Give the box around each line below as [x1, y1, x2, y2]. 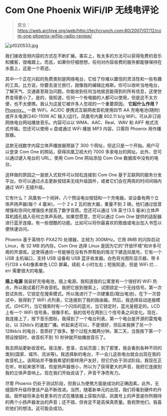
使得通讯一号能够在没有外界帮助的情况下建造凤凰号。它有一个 [35, 249, 162, 255]
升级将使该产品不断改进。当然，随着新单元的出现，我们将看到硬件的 [18, 387, 158, 393]
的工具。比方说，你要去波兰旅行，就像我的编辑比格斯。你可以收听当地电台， [5, 82, 162, 88]
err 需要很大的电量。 [5, 268, 47, 274]
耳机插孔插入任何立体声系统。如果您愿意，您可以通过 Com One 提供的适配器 [5, 213, 162, 219]
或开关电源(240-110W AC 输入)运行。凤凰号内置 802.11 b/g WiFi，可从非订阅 [5, 113, 162, 119]
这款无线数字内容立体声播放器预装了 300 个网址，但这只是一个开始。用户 [5, 142, 156, 148]
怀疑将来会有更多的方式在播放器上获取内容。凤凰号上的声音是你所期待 [18, 393, 162, 399]
